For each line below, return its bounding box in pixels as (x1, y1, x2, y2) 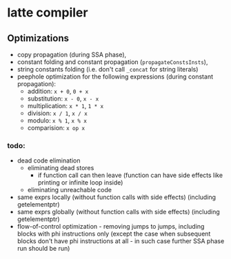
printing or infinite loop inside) (37, 178, 123, 187)
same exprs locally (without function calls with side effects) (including (17, 193, 216, 201)
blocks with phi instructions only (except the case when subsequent (17, 229, 211, 238)
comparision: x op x (27, 124, 85, 132)
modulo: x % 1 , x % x (27, 116, 88, 125)
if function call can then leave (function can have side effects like (37, 171, 223, 180)
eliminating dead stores (27, 164, 94, 172)
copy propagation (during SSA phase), (17, 50, 127, 59)
